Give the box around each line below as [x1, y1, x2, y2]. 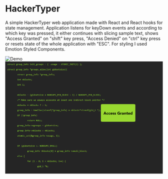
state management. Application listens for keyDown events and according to [5, 24, 162, 30]
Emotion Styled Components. [5, 46, 65, 52]
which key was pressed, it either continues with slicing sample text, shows [5, 30, 158, 36]
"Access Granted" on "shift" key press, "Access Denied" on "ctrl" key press [5, 35, 161, 41]
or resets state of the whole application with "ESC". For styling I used [5, 40, 147, 46]
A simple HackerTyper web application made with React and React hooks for [5, 19, 163, 25]
